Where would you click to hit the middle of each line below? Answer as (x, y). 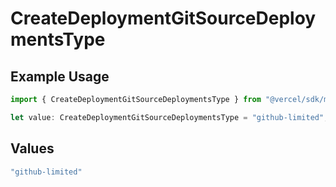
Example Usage (60, 76)
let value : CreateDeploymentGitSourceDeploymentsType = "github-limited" (167, 117)
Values (32, 148)
